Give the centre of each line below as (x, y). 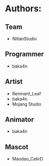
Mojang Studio (27, 104)
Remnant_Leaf (26, 93)
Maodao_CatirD (28, 159)
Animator (19, 120)
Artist (14, 82)
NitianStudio (24, 39)
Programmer (24, 54)
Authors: (23, 9)
